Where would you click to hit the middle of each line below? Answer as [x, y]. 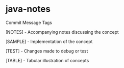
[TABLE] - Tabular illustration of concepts [47, 60]
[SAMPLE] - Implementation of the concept [49, 41]
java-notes [28, 9]
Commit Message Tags [29, 23]
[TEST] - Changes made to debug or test [47, 51]
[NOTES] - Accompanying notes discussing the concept [62, 32]
